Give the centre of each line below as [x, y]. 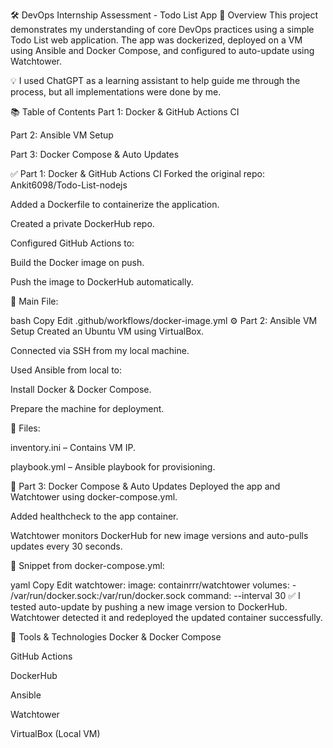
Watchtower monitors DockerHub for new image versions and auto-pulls [159, 535]
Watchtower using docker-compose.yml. [94, 497]
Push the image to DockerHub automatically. [102, 282]
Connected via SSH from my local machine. [100, 350]
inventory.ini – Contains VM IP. [73, 447]
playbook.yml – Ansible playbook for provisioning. [113, 467]
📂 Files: [25, 428]
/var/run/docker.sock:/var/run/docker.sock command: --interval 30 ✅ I [155, 595]
